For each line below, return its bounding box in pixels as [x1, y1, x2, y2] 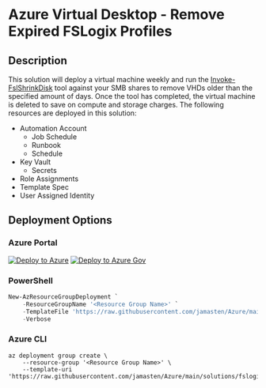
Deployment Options [8, 213, 112, 227]
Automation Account [19, 124, 87, 133]
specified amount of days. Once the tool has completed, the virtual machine [8, 92, 256, 100]
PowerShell [8, 275, 53, 286]
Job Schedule [31, 132, 78, 141]
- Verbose [22, 315, 51, 323]
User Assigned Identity [19, 191, 95, 200]
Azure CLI [8, 333, 47, 345]
